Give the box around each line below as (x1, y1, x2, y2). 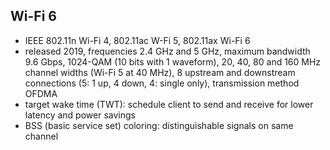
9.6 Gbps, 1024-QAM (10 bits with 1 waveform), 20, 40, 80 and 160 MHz (24, 55, 322, 68)
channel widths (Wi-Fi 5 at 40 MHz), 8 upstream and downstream (24, 66, 296, 78)
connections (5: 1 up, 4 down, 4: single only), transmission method (24, 77, 300, 89)
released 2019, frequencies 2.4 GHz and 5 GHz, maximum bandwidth (24, 45, 311, 57)
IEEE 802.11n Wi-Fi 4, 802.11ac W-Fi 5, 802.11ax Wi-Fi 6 (24, 34, 251, 46)
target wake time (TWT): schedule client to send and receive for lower (24, 98, 314, 110)
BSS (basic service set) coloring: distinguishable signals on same (24, 119, 294, 131)
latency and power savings (24, 109, 136, 121)
